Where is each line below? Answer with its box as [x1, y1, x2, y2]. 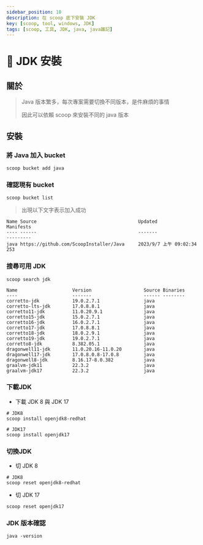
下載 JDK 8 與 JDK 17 [15, 398, 69, 405]
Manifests [6, 224, 32, 230]
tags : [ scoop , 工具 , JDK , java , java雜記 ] [6, 26, 113, 33]
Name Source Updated [6, 218, 158, 225]
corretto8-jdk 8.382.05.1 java [6, 341, 155, 347]
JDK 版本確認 [6, 519, 46, 528]
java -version [6, 533, 43, 539]
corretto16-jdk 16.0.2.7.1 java [6, 319, 155, 325]
